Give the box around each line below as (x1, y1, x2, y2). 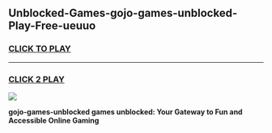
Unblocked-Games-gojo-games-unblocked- (8, 6, 237, 20)
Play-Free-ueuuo (8, 19, 96, 33)
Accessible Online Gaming (8, 115, 100, 125)
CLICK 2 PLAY (8, 73, 65, 85)
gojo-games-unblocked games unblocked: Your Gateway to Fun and (8, 106, 243, 116)
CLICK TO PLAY (8, 44, 71, 55)
